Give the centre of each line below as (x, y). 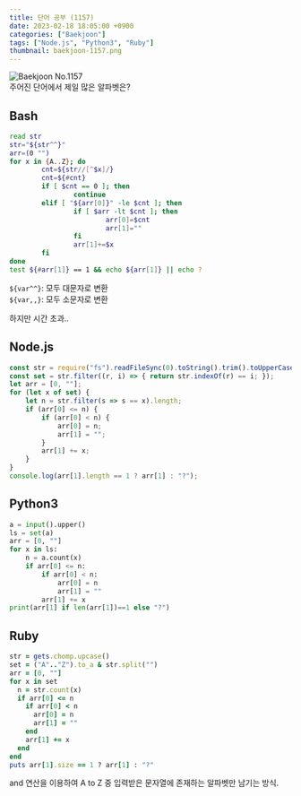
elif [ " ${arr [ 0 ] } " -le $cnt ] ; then (112, 203)
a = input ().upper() (48, 524)
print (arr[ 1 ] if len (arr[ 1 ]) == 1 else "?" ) (90, 608)
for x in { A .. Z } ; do (48, 161)
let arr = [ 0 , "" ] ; (46, 385)
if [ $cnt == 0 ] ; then (86, 186)
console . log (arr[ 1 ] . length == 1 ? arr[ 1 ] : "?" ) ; (104, 476)
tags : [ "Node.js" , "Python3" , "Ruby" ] (82, 43)
